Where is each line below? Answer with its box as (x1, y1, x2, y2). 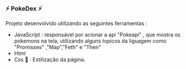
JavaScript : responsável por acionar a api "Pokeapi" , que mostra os (13, 31, 181, 39)
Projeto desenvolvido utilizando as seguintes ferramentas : (5, 20, 147, 27)
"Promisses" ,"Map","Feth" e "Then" (13, 44, 102, 51)
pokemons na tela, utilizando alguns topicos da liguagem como (13, 37, 167, 44)
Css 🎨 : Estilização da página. (13, 56, 86, 63)
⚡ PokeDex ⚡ (5, 4, 42, 12)
